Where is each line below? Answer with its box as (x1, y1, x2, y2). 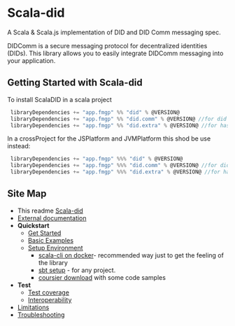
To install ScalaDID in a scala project (7, 95, 112, 104)
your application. (7, 56, 56, 64)
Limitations (17, 303, 50, 311)
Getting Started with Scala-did (7, 77, 143, 89)
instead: (7, 142, 31, 150)
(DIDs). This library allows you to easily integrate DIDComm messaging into (7, 49, 224, 57)
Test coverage (27, 288, 70, 297)
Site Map (7, 187, 47, 200)
